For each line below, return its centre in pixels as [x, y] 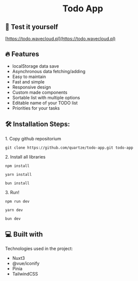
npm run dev [17, 201]
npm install [17, 166]
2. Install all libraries [25, 157]
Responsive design [32, 87]
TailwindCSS [25, 274]
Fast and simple [28, 81]
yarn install [18, 174]
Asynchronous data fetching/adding [49, 71]
